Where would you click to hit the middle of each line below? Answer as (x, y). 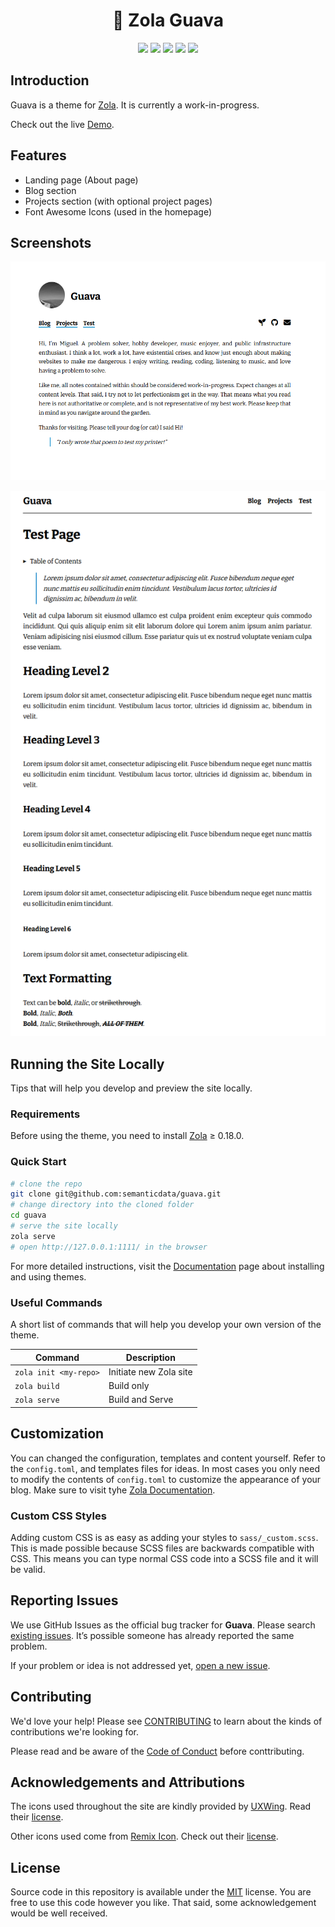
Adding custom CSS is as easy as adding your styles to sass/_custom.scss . (164, 1537)
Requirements (45, 1114)
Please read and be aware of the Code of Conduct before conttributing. (157, 1751)
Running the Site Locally (87, 1064)
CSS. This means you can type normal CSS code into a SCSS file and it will (164, 1558)
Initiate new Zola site (150, 1371)
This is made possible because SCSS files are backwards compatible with (162, 1548)
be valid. (28, 1569)
